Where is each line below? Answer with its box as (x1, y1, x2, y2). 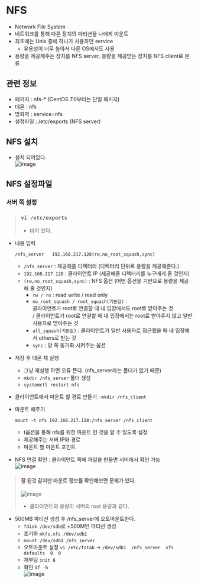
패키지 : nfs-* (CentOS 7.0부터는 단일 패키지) (14, 95, 120, 102)
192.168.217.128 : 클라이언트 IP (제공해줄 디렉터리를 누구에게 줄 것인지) (23, 270, 190, 277)
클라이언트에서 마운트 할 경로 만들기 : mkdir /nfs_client (14, 393, 147, 400)
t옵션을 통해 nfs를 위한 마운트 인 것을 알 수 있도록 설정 (23, 429, 148, 436)
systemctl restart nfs (23, 382, 80, 388)
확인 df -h (23, 563, 48, 571)
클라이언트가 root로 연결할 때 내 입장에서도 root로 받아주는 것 (32, 305, 173, 312)
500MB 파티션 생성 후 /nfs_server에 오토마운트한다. (14, 516, 136, 523)
